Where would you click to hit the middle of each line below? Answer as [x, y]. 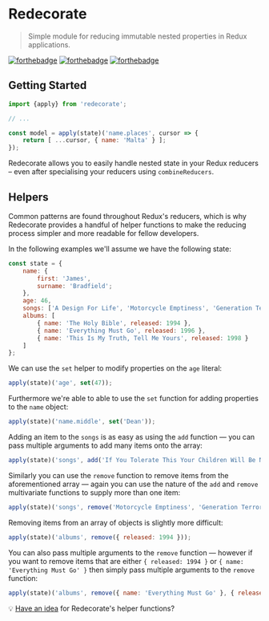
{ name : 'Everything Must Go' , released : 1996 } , [121, 331]
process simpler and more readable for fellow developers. [104, 233]
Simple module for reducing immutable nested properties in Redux [137, 36]
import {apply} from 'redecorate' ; [68, 104]
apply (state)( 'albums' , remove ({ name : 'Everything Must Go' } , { [121, 593]
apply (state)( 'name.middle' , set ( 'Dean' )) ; [82, 422]
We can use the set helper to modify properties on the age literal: [115, 368]
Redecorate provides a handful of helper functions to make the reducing [127, 225]
